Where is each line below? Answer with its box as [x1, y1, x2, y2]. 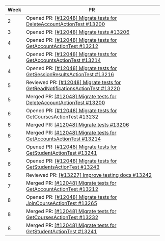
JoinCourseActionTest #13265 [26, 200, 97, 207]
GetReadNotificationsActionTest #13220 [26, 85, 120, 92]
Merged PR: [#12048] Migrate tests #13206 [26, 121, 129, 128]
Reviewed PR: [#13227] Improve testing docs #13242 [26, 172, 152, 178]
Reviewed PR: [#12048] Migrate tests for [26, 79, 121, 85]
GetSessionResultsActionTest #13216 [26, 71, 114, 78]
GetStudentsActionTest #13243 [26, 164, 100, 170]
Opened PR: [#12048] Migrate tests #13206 [26, 29, 130, 35]
